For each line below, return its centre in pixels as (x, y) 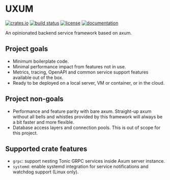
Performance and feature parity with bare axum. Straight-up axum (82, 111)
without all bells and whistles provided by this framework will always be (88, 117)
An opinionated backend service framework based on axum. (69, 33)
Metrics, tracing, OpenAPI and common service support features (80, 72)
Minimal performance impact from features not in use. (69, 66)
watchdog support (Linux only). (46, 172)
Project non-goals (34, 99)
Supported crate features (46, 149)
